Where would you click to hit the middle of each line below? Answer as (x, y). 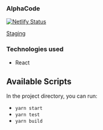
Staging (16, 33)
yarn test (28, 115)
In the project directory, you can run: (52, 96)
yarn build (29, 121)
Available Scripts (39, 81)
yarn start (29, 108)
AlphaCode (23, 9)
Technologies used (35, 49)
